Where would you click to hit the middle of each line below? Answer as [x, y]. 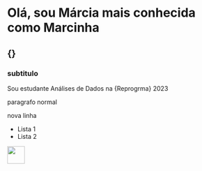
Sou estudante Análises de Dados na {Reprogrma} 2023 [88, 88]
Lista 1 [26, 129]
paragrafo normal [32, 102]
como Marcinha [53, 28]
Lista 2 [27, 136]
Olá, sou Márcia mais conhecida [102, 13]
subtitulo [23, 73]
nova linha [22, 115]
